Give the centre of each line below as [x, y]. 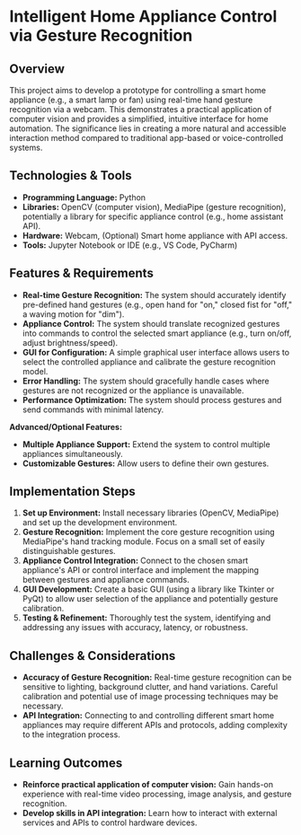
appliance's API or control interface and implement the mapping [140, 570]
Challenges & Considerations [93, 656]
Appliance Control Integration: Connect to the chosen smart [135, 561]
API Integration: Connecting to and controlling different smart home [148, 716]
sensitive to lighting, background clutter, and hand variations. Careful [150, 687]
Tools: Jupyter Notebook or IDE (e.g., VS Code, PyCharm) [130, 245]
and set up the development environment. [100, 523]
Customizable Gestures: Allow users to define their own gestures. [146, 463]
